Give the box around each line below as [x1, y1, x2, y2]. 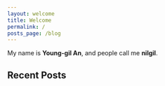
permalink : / [7, 23, 46, 30]
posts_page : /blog [7, 29, 61, 37]
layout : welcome [7, 10, 55, 17]
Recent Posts [7, 69, 67, 81]
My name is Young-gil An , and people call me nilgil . [7, 49, 158, 57]
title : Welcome [7, 17, 52, 24]
